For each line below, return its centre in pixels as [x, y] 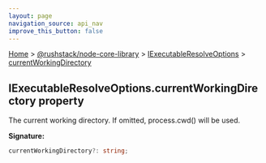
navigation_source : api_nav [56, 24]
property [61, 101]
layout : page [30, 16]
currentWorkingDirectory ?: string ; [69, 151]
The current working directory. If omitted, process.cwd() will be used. [124, 120]
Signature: [26, 136]
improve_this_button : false [56, 31]
